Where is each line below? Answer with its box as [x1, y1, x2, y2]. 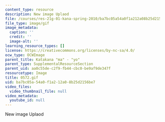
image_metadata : [5, 25, 38, 30]
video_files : [5, 84, 32, 89]
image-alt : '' [9, 39, 38, 44]
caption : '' [9, 30, 34, 35]
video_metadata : [5, 93, 38, 98]
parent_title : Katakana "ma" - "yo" [5, 57, 80, 62]
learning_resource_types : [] [5, 43, 65, 48]
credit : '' [9, 35, 32, 40]
